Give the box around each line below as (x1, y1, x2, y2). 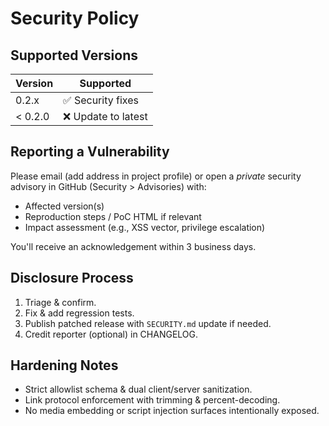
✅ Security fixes (63, 93, 139, 107)
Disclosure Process (10, 270, 134, 287)
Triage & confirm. (24, 296, 97, 308)
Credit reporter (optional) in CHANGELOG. (24, 328, 199, 340)
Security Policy (10, 7, 140, 30)
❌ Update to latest (63, 110, 148, 123)
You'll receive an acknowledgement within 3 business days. (10, 240, 257, 252)
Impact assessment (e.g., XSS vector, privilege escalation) (24, 221, 266, 233)
